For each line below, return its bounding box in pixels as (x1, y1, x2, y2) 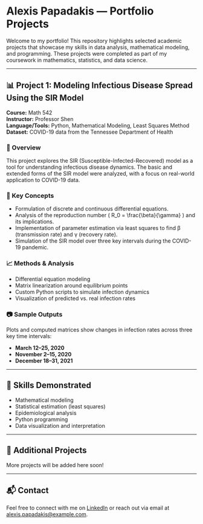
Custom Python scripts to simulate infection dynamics (14, 288, 150, 295)
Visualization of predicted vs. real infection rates (14, 295, 136, 302)
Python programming (14, 416, 68, 423)
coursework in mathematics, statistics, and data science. (6, 56, 148, 64)
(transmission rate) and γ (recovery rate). (14, 231, 118, 238)
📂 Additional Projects (6, 445, 87, 456)
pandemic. (22, 244, 49, 251)
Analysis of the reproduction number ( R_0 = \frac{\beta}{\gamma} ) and (14, 212, 195, 219)
